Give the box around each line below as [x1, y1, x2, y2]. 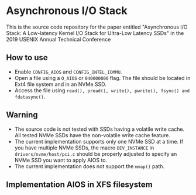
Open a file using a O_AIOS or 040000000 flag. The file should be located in [14, 74, 191, 81]
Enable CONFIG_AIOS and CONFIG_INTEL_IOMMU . [14, 68, 122, 75]
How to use [6, 53, 48, 62]
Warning [6, 110, 38, 120]
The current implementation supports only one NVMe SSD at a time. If [14, 138, 184, 145]
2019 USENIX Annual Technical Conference [6, 36, 111, 43]
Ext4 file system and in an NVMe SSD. [14, 81, 106, 88]
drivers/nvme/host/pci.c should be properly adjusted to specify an [14, 150, 177, 157]
